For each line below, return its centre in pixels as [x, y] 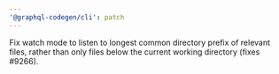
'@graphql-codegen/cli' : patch [67, 17]
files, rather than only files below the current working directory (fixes [135, 52]
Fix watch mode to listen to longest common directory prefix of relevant [140, 42]
